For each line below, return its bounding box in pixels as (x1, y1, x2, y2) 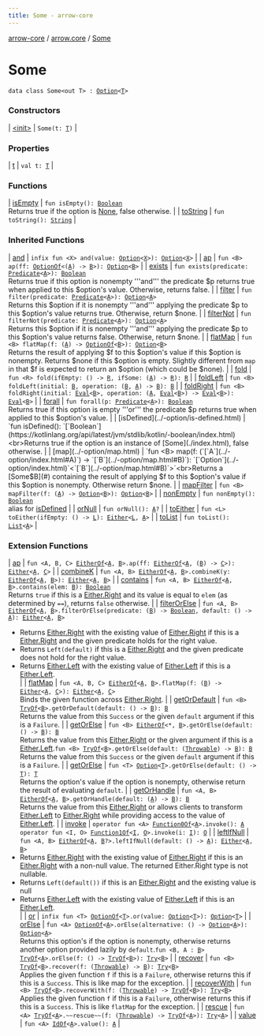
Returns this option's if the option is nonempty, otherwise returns (19, 937, 231, 946)
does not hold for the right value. (19, 653, 127, 663)
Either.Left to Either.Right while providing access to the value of (19, 810, 226, 821)
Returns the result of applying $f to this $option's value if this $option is (8, 347, 242, 357)
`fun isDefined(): (8, 421, 61, 431)
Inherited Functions (8, 234, 85, 245)
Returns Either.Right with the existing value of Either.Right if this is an (19, 853, 244, 862)
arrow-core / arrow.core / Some (8, 33, 112, 43)
